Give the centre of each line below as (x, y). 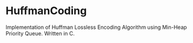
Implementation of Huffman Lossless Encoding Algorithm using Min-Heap (96, 27)
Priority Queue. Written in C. (40, 33)
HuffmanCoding (46, 11)
